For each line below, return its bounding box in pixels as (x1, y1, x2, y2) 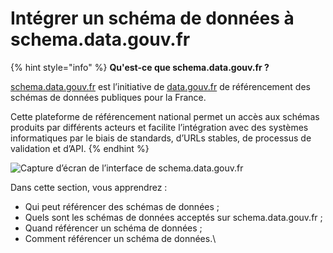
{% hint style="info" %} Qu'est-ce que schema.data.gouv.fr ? (10, 61, 270, 73)
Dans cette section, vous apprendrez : (10, 181, 168, 193)
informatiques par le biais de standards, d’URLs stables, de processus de (10, 132, 312, 144)
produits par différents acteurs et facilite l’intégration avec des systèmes (10, 121, 309, 133)
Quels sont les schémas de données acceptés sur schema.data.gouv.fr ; (24, 211, 323, 223)
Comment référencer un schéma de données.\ (24, 232, 217, 244)
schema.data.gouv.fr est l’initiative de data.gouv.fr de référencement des (10, 80, 311, 92)
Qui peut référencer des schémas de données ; (24, 200, 220, 212)
